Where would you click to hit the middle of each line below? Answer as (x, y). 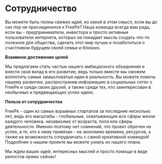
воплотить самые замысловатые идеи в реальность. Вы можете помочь (81, 77)
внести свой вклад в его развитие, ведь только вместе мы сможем (75, 71)
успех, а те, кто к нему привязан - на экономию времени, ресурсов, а (78, 131)
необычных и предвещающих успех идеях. (50, 92)
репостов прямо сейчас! (31, 156)
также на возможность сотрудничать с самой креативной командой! (77, 137)
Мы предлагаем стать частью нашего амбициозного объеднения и (75, 66)
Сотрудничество (41, 8)
